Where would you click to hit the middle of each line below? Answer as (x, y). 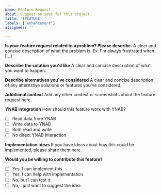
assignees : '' (19, 28)
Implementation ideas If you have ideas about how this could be (70, 145)
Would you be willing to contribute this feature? (54, 159)
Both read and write (32, 130)
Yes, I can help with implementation (48, 174)
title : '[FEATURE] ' (26, 18)
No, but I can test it (31, 180)
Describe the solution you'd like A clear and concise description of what (78, 66)
